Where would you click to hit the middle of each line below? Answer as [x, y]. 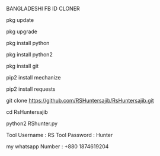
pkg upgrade [22, 31]
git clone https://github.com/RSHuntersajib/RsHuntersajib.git [80, 101]
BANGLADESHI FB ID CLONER [43, 9]
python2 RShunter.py [32, 123]
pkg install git [23, 66]
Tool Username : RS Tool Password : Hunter [60, 135]
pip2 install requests [31, 89]
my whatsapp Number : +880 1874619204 [57, 147]
